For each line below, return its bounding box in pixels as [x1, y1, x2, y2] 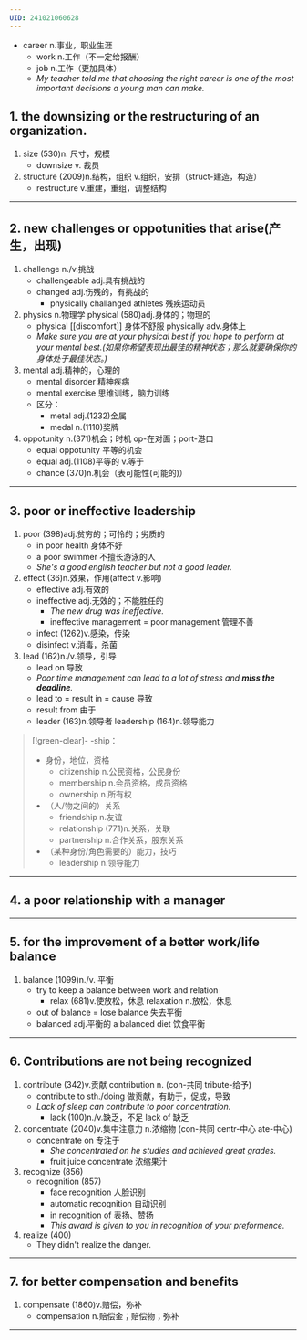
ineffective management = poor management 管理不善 [49, 617, 254, 628]
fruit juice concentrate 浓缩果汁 [49, 1155, 168, 1166]
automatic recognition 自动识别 [49, 1198, 167, 1208]
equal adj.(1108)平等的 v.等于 [36, 456, 144, 467]
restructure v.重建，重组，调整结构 [36, 183, 167, 194]
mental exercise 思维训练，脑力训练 [36, 387, 170, 398]
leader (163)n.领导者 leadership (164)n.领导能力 [36, 716, 215, 727]
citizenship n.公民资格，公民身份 [58, 766, 181, 777]
